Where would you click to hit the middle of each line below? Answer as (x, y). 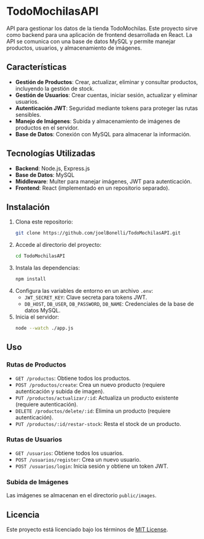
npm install (30, 279)
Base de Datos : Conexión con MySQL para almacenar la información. (103, 134)
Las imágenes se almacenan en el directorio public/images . (81, 495)
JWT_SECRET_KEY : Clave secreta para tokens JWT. (86, 297)
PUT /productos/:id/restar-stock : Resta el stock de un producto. (98, 424)
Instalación (28, 207)
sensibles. (28, 114)
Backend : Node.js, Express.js (53, 168)
